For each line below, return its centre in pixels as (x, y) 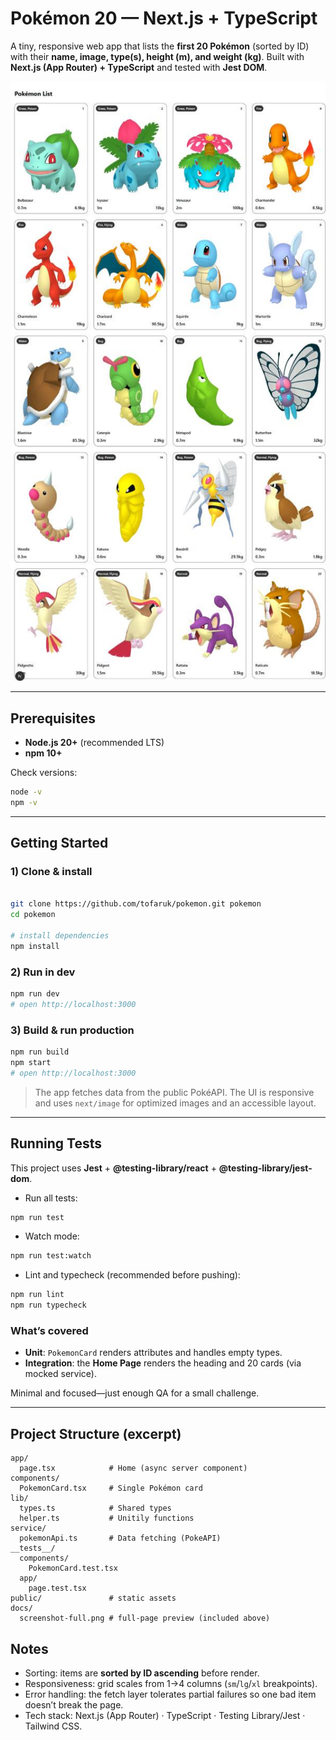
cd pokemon (33, 915)
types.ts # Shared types (95, 1508)
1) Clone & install (51, 872)
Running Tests (56, 1143)
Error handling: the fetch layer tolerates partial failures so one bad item (170, 1694)
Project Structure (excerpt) (96, 1433)
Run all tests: (51, 1198)
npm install (35, 946)
